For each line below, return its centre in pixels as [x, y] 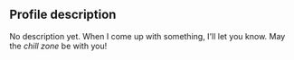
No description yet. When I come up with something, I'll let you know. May [147, 36]
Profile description [63, 15]
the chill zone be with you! [58, 46]
